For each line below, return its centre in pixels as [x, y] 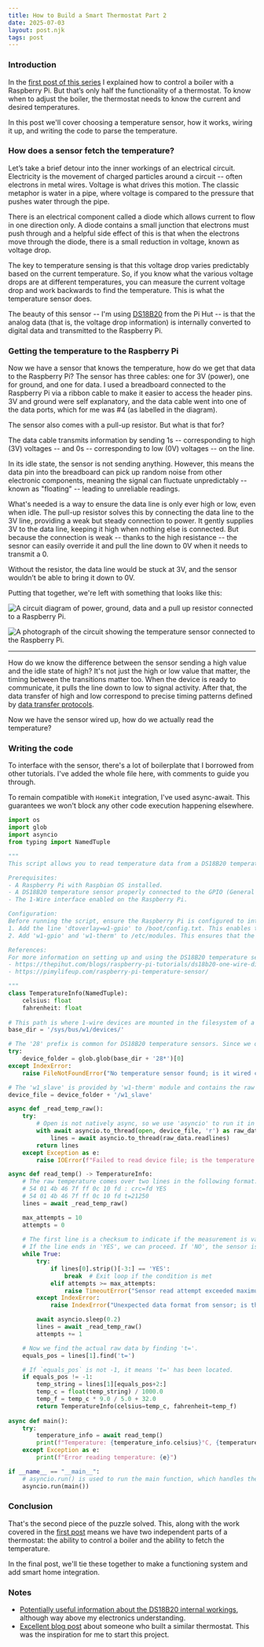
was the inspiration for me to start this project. [94, 1634]
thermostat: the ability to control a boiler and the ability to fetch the [116, 1540]
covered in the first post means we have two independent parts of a [118, 1531]
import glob [27, 827]
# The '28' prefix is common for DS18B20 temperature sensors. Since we [130, 1044]
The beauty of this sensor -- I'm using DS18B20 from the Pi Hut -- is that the [132, 314]
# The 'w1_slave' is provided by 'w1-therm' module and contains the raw [132, 1088]
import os [24, 820]
